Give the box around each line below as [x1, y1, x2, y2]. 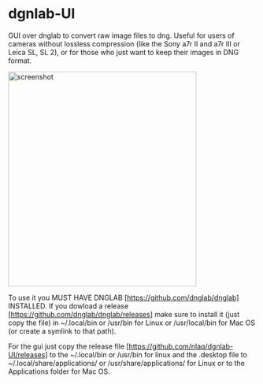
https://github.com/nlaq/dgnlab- [128, 342, 234, 351]
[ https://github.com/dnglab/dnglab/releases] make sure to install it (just [8, 309, 240, 319]
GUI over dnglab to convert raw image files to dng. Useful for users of [8, 31, 235, 40]
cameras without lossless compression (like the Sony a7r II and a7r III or [8, 39, 240, 48]
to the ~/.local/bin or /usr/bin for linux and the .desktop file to [49, 349, 248, 359]
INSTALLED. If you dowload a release [8, 301, 129, 311]
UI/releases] [8, 349, 49, 359]
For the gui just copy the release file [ [8, 342, 129, 351]
